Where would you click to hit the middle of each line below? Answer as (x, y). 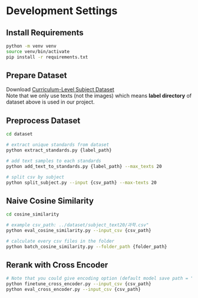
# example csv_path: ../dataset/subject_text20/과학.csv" (77, 225)
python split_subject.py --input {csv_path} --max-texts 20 (82, 183)
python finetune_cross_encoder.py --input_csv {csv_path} (79, 284)
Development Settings (62, 11)
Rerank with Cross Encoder (57, 265)
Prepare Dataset (37, 76)
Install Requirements (45, 33)
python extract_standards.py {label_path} (59, 150)
